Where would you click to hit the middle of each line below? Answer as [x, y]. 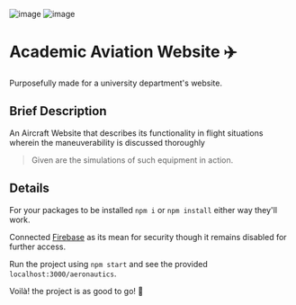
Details [29, 188]
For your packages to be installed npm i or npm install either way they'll [143, 210]
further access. [38, 247]
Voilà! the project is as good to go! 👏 [76, 291]
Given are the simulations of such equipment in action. [132, 160]
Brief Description [58, 111]
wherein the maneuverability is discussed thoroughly [107, 142]
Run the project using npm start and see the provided [109, 264]
